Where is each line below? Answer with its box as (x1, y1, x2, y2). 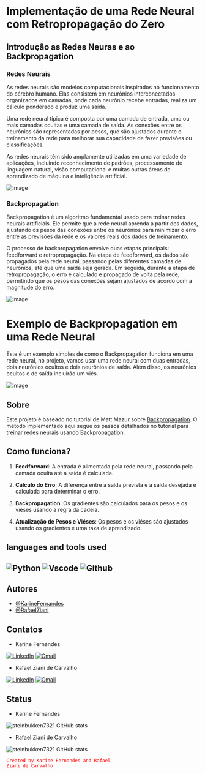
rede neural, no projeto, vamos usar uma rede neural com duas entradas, (6, 357, 191, 364)
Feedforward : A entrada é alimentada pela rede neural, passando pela (15, 462, 193, 470)
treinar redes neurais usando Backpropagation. (6, 429, 125, 436)
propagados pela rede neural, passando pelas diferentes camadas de (6, 258, 182, 265)
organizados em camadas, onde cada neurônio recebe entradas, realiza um (6, 96, 197, 103)
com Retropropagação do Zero (6, 17, 165, 31)
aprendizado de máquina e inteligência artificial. (6, 172, 127, 179)
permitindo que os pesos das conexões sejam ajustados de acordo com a (6, 277, 193, 285)
